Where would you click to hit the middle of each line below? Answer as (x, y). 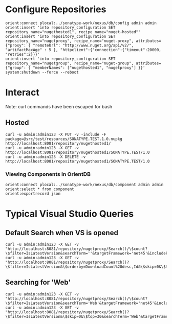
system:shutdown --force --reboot (42, 72)
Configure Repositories (56, 9)
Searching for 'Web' (38, 282)
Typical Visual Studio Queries (70, 214)
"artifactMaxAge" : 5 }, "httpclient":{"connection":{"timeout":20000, (83, 50)
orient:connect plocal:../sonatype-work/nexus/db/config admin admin (81, 23)
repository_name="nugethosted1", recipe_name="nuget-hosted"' (73, 32)
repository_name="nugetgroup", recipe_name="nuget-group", (70, 63)
